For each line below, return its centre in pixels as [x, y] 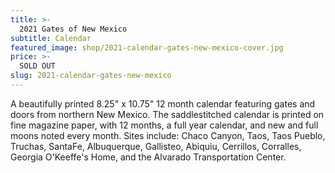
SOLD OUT [37, 66]
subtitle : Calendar [51, 38]
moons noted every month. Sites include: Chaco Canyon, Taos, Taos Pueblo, [168, 135]
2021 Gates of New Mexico [73, 29]
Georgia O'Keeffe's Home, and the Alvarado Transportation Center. [148, 157]
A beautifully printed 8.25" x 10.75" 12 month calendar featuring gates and [163, 103]
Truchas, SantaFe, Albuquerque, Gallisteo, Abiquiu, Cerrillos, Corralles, [156, 146]
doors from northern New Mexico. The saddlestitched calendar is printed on [167, 114]
